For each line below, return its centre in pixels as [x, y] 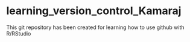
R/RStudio [19, 33]
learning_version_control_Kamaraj [94, 11]
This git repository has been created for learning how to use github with [96, 27]
